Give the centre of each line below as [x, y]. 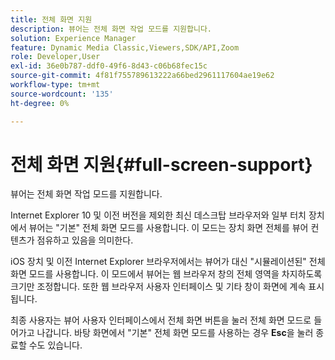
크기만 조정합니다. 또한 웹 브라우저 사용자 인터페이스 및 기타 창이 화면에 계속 [158, 287]
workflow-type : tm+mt [55, 85]
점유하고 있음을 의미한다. [85, 240]
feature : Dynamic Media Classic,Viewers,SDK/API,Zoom [125, 47]
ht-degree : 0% [40, 103]
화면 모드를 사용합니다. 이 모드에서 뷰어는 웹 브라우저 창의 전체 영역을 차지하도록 [166, 274]
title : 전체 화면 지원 [51, 19]
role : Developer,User [55, 57]
